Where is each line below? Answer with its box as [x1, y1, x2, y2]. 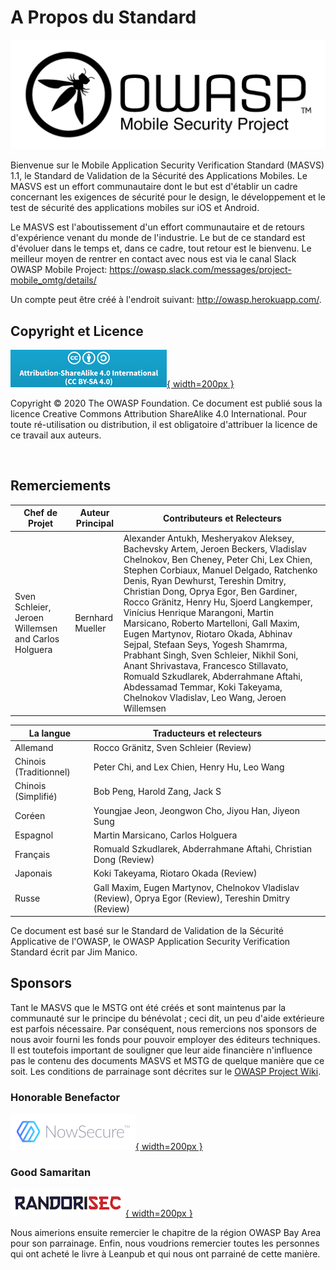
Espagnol [14, 829, 54, 841]
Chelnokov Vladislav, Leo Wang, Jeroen [123, 691, 287, 703]
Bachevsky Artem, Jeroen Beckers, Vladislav [123, 542, 307, 555]
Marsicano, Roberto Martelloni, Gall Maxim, [123, 617, 300, 629]
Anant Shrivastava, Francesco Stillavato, [123, 659, 289, 671]
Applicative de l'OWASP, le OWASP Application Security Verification [10, 936, 291, 948]
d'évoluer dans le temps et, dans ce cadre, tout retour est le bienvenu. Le [10, 242, 312, 255]
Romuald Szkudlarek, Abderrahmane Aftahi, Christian [93, 843, 313, 855]
